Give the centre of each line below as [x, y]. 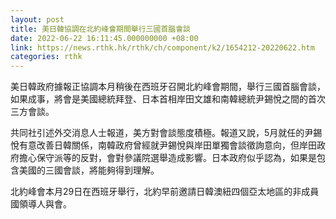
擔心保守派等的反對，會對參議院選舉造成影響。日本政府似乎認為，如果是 [167, 158]
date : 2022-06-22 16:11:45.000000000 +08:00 [104, 38]
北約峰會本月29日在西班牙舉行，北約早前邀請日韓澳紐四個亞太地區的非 [156, 192]
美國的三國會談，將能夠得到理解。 [89, 170]
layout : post [37, 19]
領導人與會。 [45, 204]
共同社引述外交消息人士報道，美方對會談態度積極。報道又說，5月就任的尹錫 [166, 133]
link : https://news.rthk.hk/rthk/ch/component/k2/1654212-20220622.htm [162, 47]
